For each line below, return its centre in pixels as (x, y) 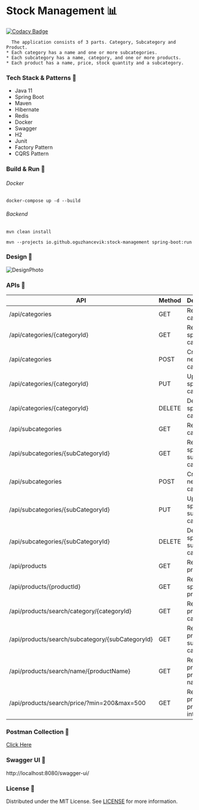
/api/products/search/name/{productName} (70, 671)
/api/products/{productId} (45, 587)
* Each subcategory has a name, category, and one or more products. (94, 57)
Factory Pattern (34, 148)
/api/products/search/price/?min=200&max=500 (78, 703)
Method (170, 300)
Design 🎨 (19, 257)
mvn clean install (29, 232)
